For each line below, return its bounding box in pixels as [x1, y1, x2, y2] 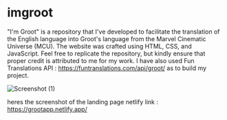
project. [7, 71, 30, 80]
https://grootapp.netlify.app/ [7, 105, 87, 113]
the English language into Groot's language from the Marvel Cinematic [7, 34, 206, 43]
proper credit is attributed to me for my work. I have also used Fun [7, 56, 195, 64]
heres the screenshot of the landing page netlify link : [7, 97, 159, 106]
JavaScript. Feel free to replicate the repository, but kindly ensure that [7, 49, 206, 58]
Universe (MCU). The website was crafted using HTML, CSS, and [7, 42, 193, 50]
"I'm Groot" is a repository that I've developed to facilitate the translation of [7, 27, 220, 36]
